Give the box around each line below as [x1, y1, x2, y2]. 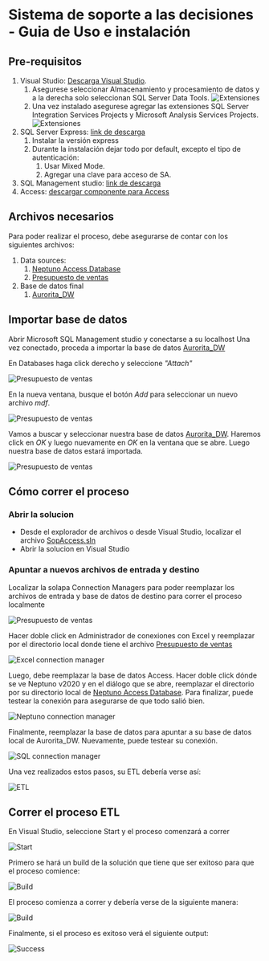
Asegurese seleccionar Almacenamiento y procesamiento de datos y [31, 84, 260, 94]
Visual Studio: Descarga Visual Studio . [19, 76, 147, 85]
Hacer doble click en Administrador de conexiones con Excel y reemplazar [8, 630, 255, 640]
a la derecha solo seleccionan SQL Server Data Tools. [31, 93, 210, 102]
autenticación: [31, 153, 79, 162]
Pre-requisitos [8, 55, 83, 68]
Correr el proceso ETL [8, 805, 120, 819]
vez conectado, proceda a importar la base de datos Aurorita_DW [8, 343, 226, 352]
